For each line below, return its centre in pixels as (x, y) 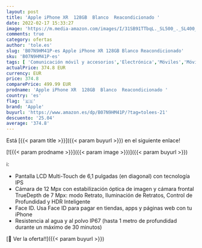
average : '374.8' (28, 124)
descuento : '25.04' (31, 118)
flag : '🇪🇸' (21, 101)
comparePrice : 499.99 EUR (38, 85)
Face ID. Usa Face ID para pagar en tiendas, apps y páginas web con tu (103, 208)
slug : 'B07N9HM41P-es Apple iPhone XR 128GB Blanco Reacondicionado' (95, 51)
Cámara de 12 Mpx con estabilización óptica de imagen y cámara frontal (104, 189)
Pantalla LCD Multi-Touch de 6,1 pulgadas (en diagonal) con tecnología (103, 176)
